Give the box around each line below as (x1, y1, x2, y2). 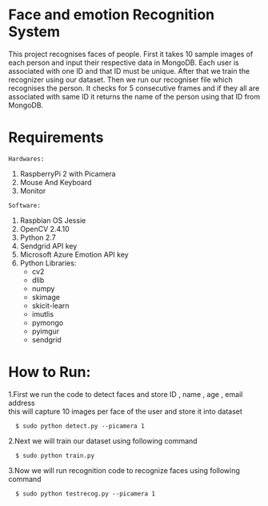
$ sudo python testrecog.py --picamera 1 (15, 489, 156, 498)
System (8, 22, 61, 41)
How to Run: (8, 363, 91, 382)
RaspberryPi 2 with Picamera (19, 168, 116, 178)
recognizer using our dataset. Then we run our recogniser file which (8, 75, 234, 84)
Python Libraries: (19, 258, 77, 268)
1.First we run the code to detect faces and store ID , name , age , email (8, 389, 243, 399)
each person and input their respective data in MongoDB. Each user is (8, 58, 239, 67)
